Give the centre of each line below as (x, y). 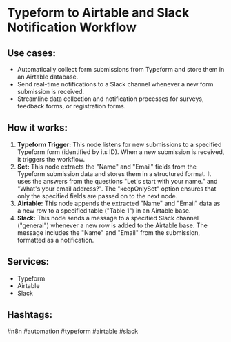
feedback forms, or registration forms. (71, 106)
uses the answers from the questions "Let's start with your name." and (117, 181)
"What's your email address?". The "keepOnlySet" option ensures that (117, 189)
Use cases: (32, 53)
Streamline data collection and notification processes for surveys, (110, 99)
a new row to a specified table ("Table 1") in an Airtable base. (104, 210)
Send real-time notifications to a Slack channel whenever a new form (115, 84)
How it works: (37, 128)
